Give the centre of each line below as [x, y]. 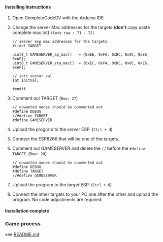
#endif [19, 89]
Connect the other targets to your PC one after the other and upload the [85, 194]
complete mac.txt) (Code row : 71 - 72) [53, 33]
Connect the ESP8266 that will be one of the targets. [66, 139]
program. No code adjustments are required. [57, 200]
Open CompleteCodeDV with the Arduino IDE [58, 18]
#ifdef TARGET [27, 46]
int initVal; [26, 81]
